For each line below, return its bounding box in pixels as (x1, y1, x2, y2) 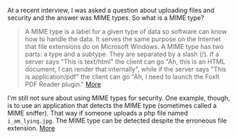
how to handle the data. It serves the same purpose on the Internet (24, 35, 221, 43)
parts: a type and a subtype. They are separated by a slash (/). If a (24, 50, 219, 58)
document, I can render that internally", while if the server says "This (24, 65, 226, 73)
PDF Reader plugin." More (24, 80, 102, 88)
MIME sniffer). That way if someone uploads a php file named (7, 109, 189, 117)
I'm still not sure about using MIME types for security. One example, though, (7, 94, 231, 102)
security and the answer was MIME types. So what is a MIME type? (7, 13, 204, 22)
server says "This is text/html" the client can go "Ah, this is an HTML (24, 57, 226, 66)
